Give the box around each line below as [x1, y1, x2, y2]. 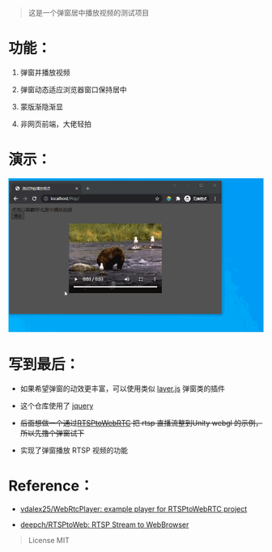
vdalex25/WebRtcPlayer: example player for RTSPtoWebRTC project [19, 503, 248, 513]
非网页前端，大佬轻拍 [19, 119, 91, 129]
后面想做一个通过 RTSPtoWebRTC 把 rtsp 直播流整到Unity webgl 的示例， [19, 418, 263, 428]
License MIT [28, 535, 70, 545]
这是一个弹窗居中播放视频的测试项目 [28, 8, 150, 17]
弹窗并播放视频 [19, 67, 70, 77]
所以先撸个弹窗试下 [19, 428, 85, 438]
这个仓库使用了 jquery [19, 401, 94, 411]
